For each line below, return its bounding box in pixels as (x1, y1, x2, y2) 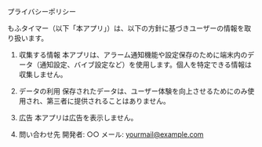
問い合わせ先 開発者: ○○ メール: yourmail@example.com (18, 130, 204, 139)
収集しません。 (18, 70, 67, 79)
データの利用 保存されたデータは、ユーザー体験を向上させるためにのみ (18, 86, 248, 96)
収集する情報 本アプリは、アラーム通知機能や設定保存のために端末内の (18, 50, 248, 59)
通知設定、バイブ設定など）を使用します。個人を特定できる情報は (39, 60, 253, 69)
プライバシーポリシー (7, 7, 76, 16)
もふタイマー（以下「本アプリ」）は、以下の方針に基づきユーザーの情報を (7, 24, 245, 33)
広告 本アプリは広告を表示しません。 (18, 113, 138, 122)
